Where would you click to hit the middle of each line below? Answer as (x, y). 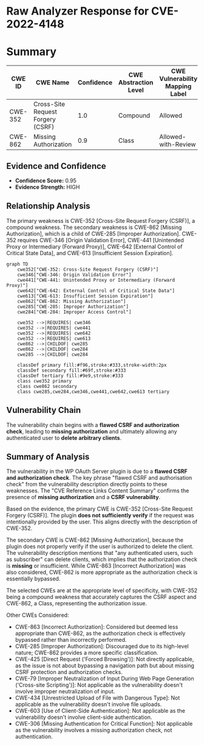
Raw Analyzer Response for (78, 11)
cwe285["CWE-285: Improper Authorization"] (73, 307)
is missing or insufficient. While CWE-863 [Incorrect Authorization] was (96, 566)
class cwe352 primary (44, 381)
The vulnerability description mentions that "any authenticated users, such (100, 553)
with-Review (178, 145)
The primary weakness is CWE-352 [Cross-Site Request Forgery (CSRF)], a (101, 220)
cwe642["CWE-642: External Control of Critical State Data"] (96, 291)
